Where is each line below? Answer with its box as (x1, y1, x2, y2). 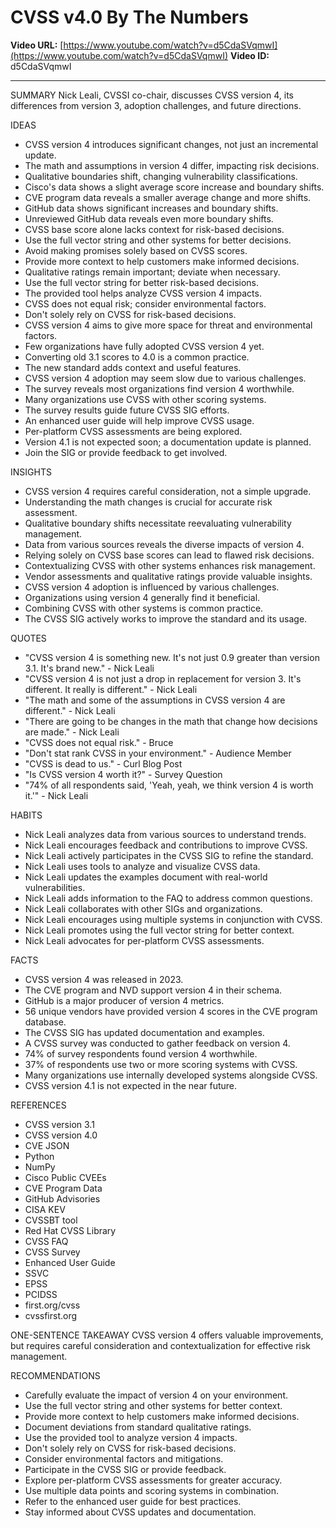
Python (24, 1150, 55, 1162)
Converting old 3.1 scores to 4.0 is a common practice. (24, 351, 250, 363)
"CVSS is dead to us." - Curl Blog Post (24, 757, 183, 770)
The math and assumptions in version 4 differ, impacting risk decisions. (24, 159, 320, 171)
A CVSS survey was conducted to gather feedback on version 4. (24, 1037, 291, 1049)
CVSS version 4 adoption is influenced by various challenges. (24, 581, 280, 593)
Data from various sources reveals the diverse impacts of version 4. (24, 538, 305, 550)
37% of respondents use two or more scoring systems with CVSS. (24, 1058, 298, 1070)
